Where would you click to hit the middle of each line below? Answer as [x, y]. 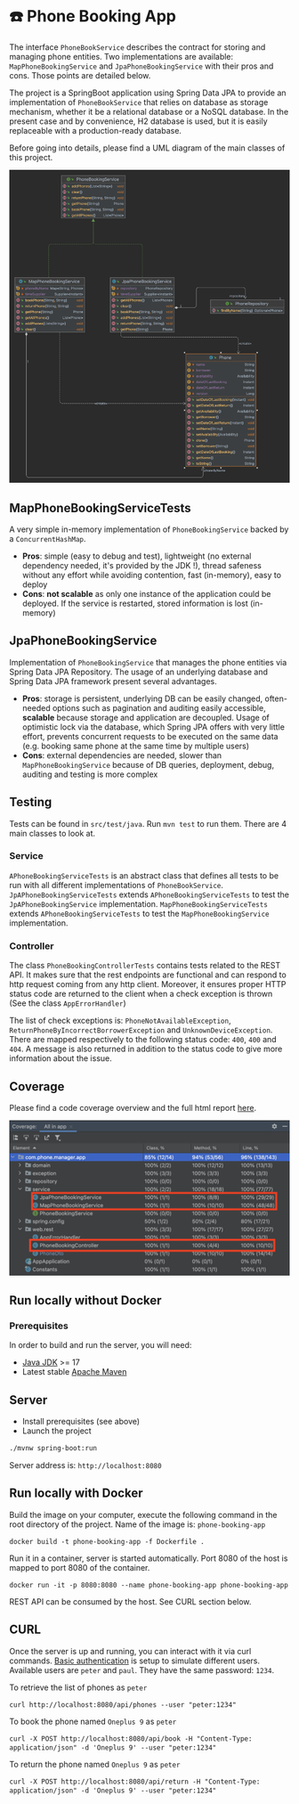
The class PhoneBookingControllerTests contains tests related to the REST [145, 966]
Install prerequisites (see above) [81, 1422]
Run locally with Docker [76, 1494]
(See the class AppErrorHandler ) [68, 1003]
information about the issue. [61, 1058]
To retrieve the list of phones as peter [78, 1687]
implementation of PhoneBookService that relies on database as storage [139, 102]
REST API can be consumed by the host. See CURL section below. [130, 1601]
